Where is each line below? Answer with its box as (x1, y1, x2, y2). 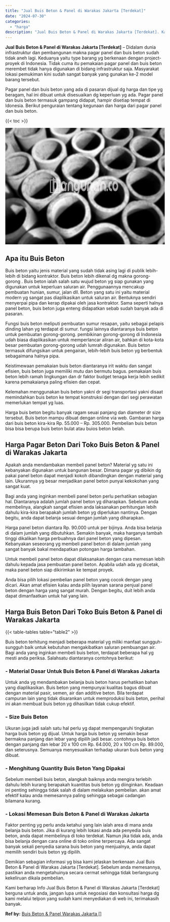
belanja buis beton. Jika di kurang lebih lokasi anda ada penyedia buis (5, 828, 151, 834)
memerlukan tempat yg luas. (5, 400, 65, 406)
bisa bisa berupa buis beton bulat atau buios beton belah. (5, 425, 125, 432)
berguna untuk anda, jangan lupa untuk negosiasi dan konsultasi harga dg (5, 890, 159, 896)
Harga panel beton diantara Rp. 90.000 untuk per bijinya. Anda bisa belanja (5, 524, 162, 531)
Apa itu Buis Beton (5, 254, 65, 263)
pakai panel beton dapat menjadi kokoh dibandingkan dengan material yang (5, 473, 163, 479)
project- (144, 55, 161, 61)
